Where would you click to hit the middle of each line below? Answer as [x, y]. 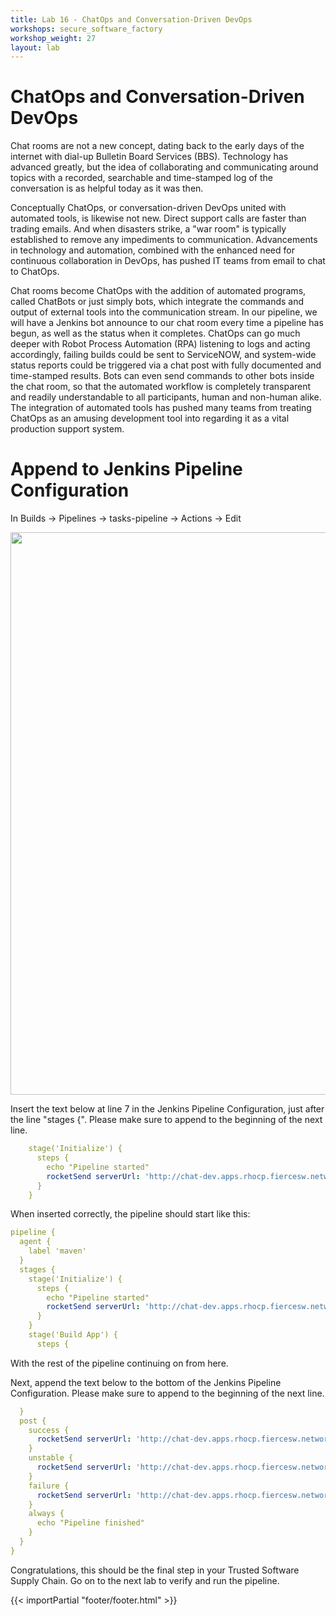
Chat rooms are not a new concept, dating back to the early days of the [157, 146]
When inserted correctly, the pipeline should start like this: [130, 1214]
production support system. [67, 429]
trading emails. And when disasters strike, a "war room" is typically [148, 229]
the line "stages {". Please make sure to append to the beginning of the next [166, 1120]
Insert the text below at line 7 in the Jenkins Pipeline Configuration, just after [167, 1109]
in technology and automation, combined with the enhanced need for [152, 250]
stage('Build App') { [73, 1335]
